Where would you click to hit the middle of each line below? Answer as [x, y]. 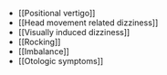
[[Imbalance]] [44, 52]
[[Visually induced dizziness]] [74, 32]
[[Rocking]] [39, 42]
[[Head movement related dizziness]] [88, 23]
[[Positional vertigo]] [57, 13]
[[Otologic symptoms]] [61, 61]
